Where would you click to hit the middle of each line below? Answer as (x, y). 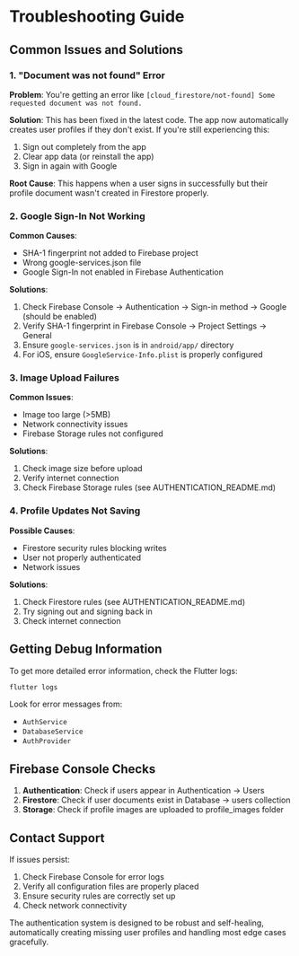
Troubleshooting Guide (97, 17)
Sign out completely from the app (84, 146)
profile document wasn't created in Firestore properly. (109, 193)
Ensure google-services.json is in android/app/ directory (128, 345)
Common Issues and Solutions (97, 50)
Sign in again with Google (70, 166)
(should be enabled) (59, 317)
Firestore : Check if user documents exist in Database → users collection (156, 800)
